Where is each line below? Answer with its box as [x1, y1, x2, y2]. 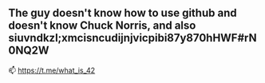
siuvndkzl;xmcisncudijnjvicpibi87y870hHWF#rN [8, 31, 257, 45]
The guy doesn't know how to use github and [8, 6, 237, 20]
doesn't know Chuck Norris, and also [8, 19, 196, 33]
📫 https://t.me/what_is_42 [8, 65, 96, 75]
